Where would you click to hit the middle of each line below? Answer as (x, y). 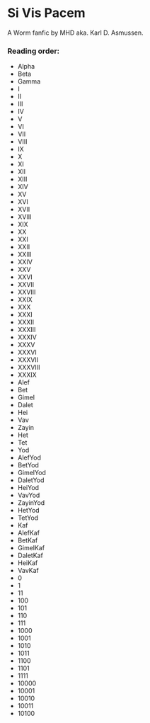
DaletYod (31, 480)
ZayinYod (31, 503)
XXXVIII (29, 368)
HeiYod (28, 488)
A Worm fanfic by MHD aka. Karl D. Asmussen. (75, 33)
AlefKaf (29, 533)
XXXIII (27, 330)
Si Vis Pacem (47, 13)
